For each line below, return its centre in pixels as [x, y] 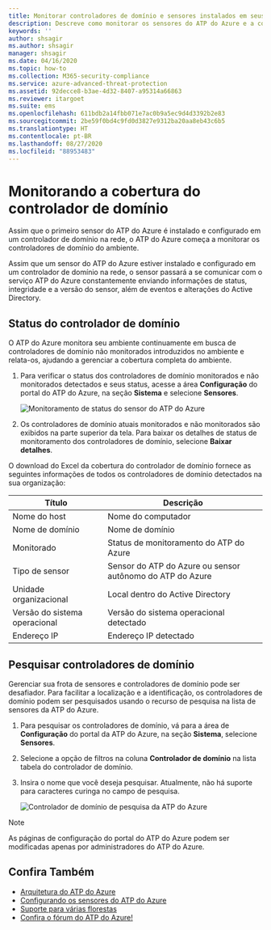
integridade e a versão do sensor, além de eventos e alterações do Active [130, 290]
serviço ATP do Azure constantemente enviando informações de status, [128, 281]
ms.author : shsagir [41, 46]
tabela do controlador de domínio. [76, 767]
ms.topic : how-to [38, 69]
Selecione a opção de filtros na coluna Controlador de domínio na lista [138, 758]
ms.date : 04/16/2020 [43, 61]
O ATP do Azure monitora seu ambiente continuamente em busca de [122, 343]
